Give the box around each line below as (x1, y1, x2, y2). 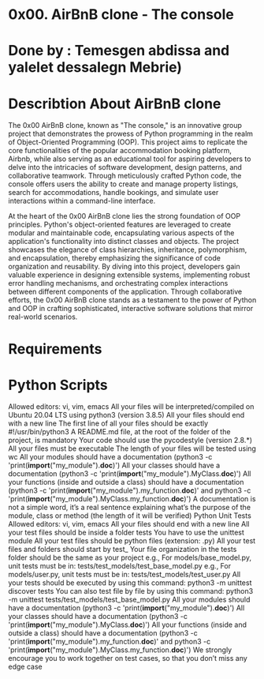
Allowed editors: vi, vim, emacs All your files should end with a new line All (8, 520, 250, 529)
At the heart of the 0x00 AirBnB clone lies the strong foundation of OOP (8, 212, 241, 221)
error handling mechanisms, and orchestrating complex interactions (8, 279, 229, 288)
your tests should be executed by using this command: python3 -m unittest (8, 578, 252, 587)
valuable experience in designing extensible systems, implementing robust (8, 270, 251, 279)
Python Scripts (8, 376, 108, 394)
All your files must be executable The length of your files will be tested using (8, 444, 256, 453)
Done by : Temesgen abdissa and (8, 42, 230, 60)
